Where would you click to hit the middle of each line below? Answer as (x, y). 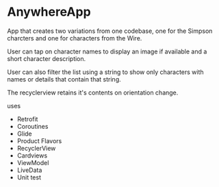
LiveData (29, 170)
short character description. (47, 58)
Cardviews (32, 155)
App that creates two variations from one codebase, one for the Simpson (110, 31)
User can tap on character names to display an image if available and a (107, 51)
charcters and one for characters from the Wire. (75, 38)
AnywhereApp (49, 12)
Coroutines (33, 126)
